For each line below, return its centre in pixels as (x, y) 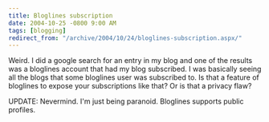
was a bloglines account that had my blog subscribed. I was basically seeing (135, 69)
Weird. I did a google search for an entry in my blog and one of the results (130, 61)
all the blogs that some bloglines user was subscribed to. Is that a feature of (134, 77)
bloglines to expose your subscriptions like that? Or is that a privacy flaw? (130, 86)
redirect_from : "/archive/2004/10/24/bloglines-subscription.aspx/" (125, 38)
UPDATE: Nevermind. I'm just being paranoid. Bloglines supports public (126, 101)
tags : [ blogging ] (37, 30)
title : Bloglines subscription (61, 16)
